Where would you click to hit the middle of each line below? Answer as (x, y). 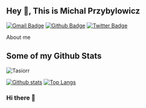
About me (18, 37)
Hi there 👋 (21, 98)
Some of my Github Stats (54, 56)
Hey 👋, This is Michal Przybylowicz (73, 11)
